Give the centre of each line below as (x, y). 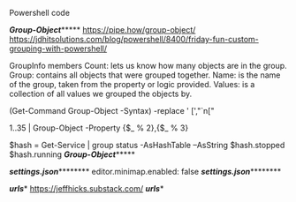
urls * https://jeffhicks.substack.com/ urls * (87, 188)
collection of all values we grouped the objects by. (101, 94)
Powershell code (40, 13)
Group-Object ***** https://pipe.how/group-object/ (102, 30)
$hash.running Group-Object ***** (72, 154)
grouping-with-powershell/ (58, 49)
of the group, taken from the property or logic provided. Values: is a (132, 84)
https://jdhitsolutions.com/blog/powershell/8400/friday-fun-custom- (134, 39)
